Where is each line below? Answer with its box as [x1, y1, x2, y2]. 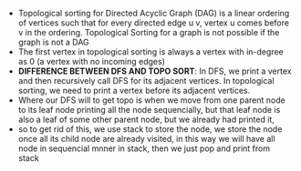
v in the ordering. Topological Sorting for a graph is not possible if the [17, 27, 280, 37]
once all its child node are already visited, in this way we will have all [17, 134, 275, 144]
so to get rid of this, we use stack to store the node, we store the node [17, 124, 283, 135]
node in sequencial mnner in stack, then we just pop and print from [17, 143, 271, 154]
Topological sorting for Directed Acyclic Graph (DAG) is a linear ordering [17, 8, 290, 18]
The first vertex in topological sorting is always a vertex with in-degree [17, 46, 285, 57]
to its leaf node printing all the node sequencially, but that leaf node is [17, 105, 281, 115]
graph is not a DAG [17, 36, 89, 47]
